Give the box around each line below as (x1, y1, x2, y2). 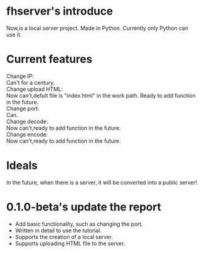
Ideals (6, 159, 38, 173)
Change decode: (6, 118, 49, 125)
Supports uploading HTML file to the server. (15, 240, 126, 247)
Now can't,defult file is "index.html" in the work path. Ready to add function (6, 91, 196, 99)
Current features (6, 52, 92, 66)
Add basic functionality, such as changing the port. (15, 220, 143, 227)
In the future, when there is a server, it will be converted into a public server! (6, 179, 198, 186)
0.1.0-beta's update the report (6, 200, 162, 214)
